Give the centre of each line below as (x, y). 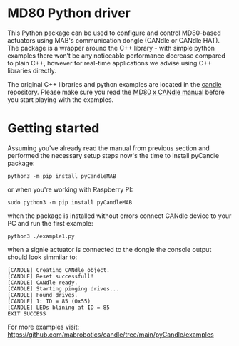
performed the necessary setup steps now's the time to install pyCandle (113, 155)
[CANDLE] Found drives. (43, 295)
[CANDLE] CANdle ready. (43, 283)
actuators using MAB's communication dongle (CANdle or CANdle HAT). (113, 40)
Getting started (54, 129)
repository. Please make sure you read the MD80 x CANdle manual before (116, 92)
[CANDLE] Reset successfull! (51, 276)
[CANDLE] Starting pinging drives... (63, 289)
